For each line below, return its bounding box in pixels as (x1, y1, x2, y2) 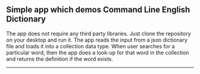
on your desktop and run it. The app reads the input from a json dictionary (6, 36, 187, 44)
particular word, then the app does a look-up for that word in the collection (6, 49, 189, 56)
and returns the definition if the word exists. (6, 55, 114, 62)
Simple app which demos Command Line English (6, 5, 190, 15)
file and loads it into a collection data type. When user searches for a (6, 42, 175, 50)
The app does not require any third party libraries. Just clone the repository (6, 30, 192, 37)
